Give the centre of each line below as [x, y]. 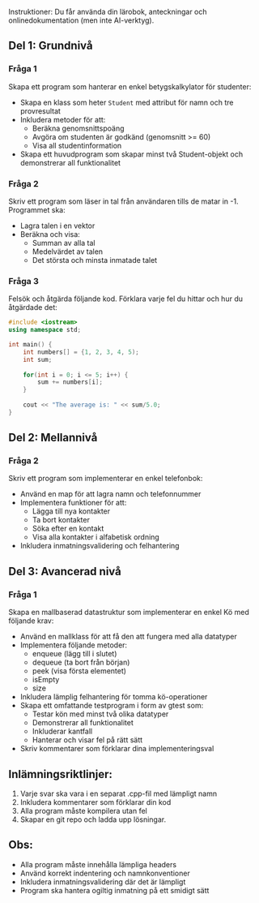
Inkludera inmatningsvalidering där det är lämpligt [103, 881]
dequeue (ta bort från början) [81, 662]
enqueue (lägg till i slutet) [74, 654]
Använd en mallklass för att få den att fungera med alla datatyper [128, 637]
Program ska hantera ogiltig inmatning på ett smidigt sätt [115, 890]
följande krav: [31, 621]
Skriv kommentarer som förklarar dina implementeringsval [117, 749]
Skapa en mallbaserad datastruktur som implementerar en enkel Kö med [129, 613]
